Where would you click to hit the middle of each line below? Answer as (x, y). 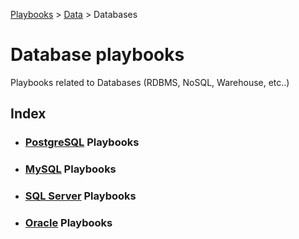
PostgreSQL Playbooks (82, 142)
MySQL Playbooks (70, 169)
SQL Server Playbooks (80, 196)
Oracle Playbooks (68, 223)
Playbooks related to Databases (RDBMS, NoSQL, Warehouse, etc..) (150, 82)
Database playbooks (97, 55)
